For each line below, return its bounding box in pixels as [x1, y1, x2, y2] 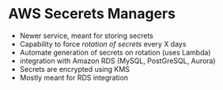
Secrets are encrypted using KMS [19, 64, 130, 73]
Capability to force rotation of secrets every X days [19, 39, 187, 48]
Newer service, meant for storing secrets [19, 31, 154, 40]
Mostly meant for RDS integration [19, 73, 129, 82]
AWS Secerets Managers [8, 5, 176, 23]
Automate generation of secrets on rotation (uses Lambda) [19, 47, 211, 57]
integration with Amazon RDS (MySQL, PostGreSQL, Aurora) [19, 56, 216, 66]
